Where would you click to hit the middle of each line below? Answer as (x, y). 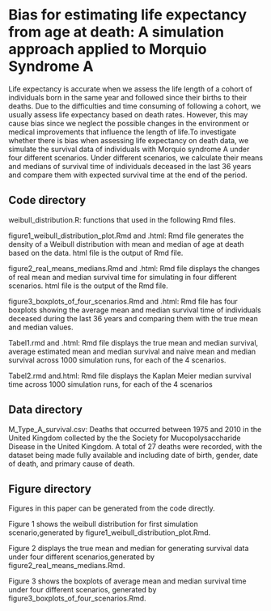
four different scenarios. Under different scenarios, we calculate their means (136, 157)
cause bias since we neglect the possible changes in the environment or (129, 123)
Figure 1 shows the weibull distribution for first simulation (103, 524)
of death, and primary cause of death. (72, 464)
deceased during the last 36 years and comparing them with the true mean (133, 318)
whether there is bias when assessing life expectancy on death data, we (129, 140)
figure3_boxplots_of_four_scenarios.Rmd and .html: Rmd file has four (123, 301)
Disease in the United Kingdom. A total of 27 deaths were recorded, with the (135, 446)
